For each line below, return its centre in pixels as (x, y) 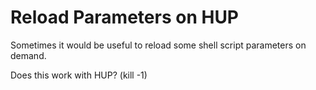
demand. (28, 55)
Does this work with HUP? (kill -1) (79, 75)
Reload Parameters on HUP (125, 17)
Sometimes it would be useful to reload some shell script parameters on (158, 45)
